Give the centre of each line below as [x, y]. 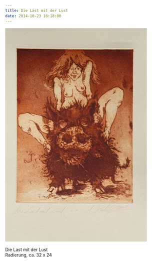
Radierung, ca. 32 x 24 [29, 255]
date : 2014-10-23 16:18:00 [33, 16]
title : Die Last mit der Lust [37, 11]
